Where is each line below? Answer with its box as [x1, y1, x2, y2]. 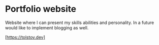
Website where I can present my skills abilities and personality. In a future [5, 20, 154, 25]
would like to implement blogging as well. [5, 24, 89, 30]
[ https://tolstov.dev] [5, 34, 45, 40]
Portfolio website [5, 3, 76, 15]
